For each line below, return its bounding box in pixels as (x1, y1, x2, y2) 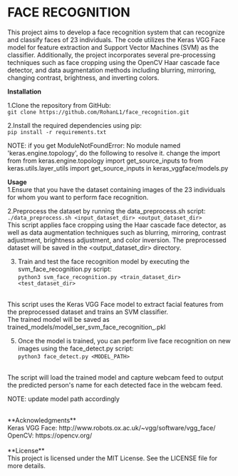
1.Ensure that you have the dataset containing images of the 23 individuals (7, 185, 226, 193)
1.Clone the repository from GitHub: (7, 101, 112, 109)
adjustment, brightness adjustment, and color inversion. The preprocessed (7, 236, 227, 244)
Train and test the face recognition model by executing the (17, 257, 190, 265)
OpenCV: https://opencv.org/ (7, 431, 93, 440)
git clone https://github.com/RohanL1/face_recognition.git (7, 108, 190, 116)
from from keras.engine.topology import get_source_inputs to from (7, 156, 203, 165)
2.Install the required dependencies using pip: (7, 121, 143, 129)
